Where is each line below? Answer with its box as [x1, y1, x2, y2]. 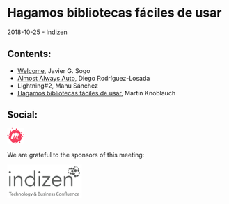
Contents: [7, 48, 52, 60]
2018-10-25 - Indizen [7, 28, 68, 36]
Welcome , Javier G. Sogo [17, 66, 90, 74]
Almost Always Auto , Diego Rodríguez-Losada [17, 74, 150, 82]
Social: [7, 109, 38, 121]
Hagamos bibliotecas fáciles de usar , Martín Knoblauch [17, 88, 176, 97]
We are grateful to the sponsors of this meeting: [7, 150, 145, 159]
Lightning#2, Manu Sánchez [17, 81, 99, 90]
